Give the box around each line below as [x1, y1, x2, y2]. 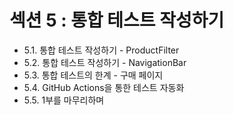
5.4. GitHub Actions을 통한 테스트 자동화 [23, 81, 185, 93]
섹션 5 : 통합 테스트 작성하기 [9, 9, 225, 32]
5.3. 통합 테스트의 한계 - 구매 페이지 [23, 69, 164, 81]
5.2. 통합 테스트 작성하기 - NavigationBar [23, 56, 187, 68]
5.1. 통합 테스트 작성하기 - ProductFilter [23, 44, 180, 56]
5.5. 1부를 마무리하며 [23, 94, 105, 106]
